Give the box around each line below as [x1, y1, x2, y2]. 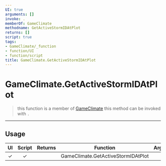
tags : [5, 39, 16, 44]
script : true [5, 35, 32, 40]
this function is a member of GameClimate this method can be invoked [17, 105, 161, 111]
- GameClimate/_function [5, 44, 56, 49]
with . [17, 111, 30, 117]
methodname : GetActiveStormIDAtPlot [5, 26, 81, 31]
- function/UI [5, 48, 35, 53]
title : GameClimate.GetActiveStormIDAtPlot [5, 58, 96, 63]
